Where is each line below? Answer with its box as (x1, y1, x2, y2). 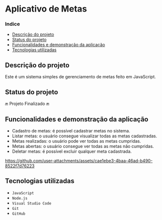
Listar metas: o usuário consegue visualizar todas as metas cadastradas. (12, 133, 157, 139)
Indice (5, 21, 20, 28)
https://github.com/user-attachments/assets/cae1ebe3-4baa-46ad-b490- (5, 158, 153, 163)
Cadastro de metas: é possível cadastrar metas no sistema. (12, 128, 131, 133)
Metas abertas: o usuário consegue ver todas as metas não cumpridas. (12, 143, 154, 149)
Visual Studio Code (12, 201, 52, 206)
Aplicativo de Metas (5, 3, 87, 15)
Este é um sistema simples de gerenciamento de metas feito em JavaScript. (5, 74, 156, 80)
